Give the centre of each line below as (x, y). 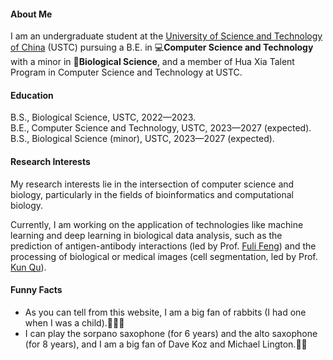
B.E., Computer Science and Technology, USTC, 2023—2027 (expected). (161, 128)
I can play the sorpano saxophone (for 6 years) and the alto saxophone (171, 333)
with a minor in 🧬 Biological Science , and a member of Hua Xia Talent (152, 62)
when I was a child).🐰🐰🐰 (74, 322)
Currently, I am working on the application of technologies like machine (157, 224)
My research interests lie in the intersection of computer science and (152, 184)
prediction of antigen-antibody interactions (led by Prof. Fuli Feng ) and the (163, 246)
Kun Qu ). (28, 267)
